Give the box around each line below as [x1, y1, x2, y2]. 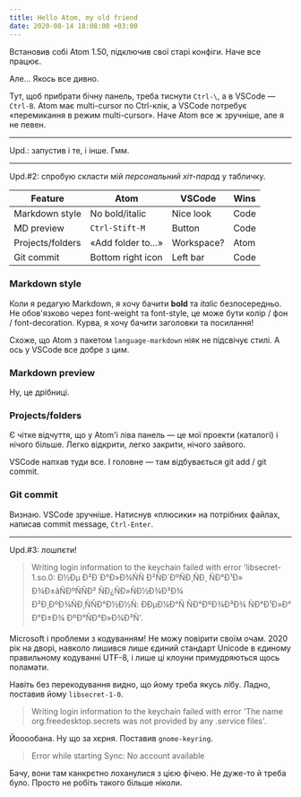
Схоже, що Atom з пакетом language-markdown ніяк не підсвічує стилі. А [9, 334, 280, 346]
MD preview [13, 222, 64, 234]
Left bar [171, 250, 205, 263]
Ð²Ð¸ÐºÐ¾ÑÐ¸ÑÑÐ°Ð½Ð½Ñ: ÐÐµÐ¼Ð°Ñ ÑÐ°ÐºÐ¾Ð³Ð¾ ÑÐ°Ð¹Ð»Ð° [30, 599, 292, 609]
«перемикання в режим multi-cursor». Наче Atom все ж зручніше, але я [9, 109, 285, 120]
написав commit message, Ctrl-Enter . [9, 518, 154, 530]
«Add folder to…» [90, 236, 164, 249]
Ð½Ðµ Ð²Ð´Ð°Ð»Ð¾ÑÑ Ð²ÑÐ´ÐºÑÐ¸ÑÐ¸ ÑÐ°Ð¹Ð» [56, 572, 244, 582]
